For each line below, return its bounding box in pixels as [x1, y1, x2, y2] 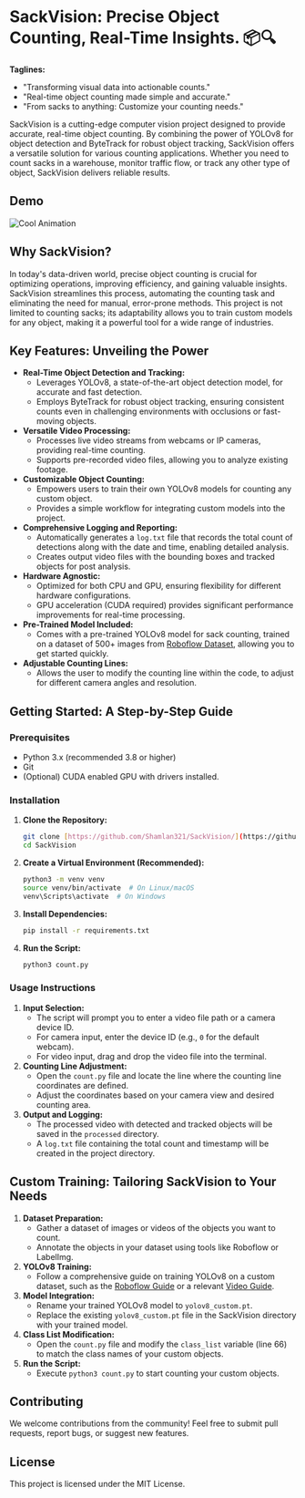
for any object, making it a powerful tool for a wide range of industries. [9, 316, 274, 327]
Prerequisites [9, 731, 70, 744]
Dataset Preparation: [22, 1213, 104, 1224]
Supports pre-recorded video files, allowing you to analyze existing [36, 454, 289, 466]
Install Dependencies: [22, 908, 107, 919]
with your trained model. [36, 1319, 128, 1330]
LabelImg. [36, 1251, 75, 1262]
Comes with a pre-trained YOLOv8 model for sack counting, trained [36, 629, 290, 640]
